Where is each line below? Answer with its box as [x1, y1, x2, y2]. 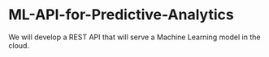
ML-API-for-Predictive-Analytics [8, 6, 234, 24]
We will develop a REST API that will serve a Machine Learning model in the [8, 32, 261, 42]
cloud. [8, 40, 30, 50]
